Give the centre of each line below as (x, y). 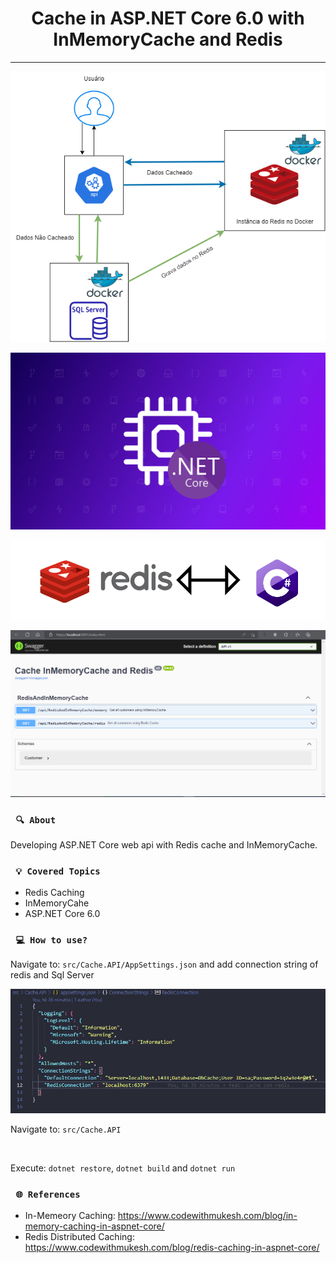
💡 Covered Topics (58, 871)
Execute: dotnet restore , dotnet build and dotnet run (123, 1168)
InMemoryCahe (57, 903)
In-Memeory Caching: (70, 1216)
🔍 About (36, 820)
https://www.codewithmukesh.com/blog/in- (207, 1216)
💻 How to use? (51, 940)
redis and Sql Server (52, 975)
